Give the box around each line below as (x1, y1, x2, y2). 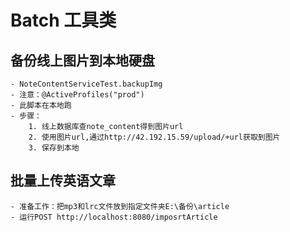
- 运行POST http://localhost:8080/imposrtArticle (10, 212, 218, 222)
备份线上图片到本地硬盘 (10, 52, 155, 69)
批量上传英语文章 (10, 172, 116, 190)
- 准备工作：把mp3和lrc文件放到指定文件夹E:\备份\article (10, 201, 230, 211)
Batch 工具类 (10, 9, 117, 32)
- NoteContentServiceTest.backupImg (10, 79, 163, 89)
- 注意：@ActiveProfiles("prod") (10, 90, 145, 100)
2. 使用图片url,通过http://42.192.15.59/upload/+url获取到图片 (28, 132, 281, 142)
